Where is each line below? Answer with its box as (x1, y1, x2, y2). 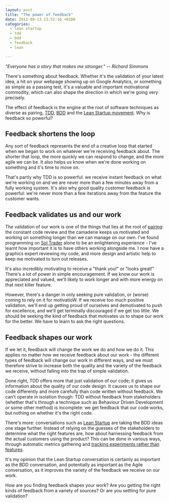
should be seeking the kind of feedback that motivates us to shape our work (5, 313, 164, 319)
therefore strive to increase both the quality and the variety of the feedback (5, 363, 162, 369)
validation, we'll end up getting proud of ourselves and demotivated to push (5, 303, 162, 309)
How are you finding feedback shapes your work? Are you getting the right (5, 482, 160, 488)
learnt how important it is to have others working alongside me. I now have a (5, 245, 164, 251)
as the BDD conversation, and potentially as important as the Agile (5, 462, 143, 468)
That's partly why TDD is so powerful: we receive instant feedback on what (5, 174, 162, 180)
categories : (5, 21, 30, 27)
